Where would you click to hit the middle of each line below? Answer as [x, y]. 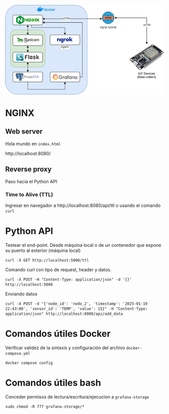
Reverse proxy [29, 169]
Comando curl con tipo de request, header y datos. [59, 269]
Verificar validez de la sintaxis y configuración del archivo [65, 348]
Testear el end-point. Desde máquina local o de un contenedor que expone [83, 245]
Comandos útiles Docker [58, 334]
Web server [24, 132]
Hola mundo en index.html [33, 144]
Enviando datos [21, 294]
